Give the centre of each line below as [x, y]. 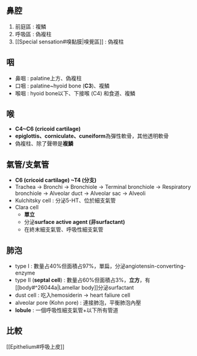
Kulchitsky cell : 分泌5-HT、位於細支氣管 [65, 200]
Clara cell [27, 208]
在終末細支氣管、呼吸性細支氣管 [64, 230]
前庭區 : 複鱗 [30, 27]
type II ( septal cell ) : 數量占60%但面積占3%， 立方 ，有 [83, 280]
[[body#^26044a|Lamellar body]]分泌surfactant [74, 288]
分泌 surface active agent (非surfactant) [74, 222]
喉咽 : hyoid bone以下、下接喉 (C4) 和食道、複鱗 [75, 93]
